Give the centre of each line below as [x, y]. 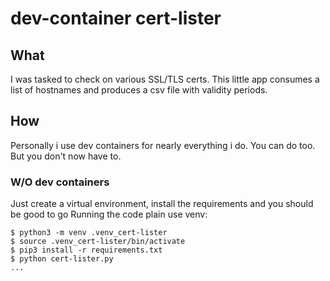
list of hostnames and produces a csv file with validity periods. [139, 90]
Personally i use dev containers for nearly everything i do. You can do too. [163, 145]
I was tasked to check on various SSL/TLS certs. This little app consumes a [165, 79]
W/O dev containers [60, 182]
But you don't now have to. [66, 156]
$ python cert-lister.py [62, 259]
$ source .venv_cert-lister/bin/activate [98, 242]
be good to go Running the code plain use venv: [109, 214]
